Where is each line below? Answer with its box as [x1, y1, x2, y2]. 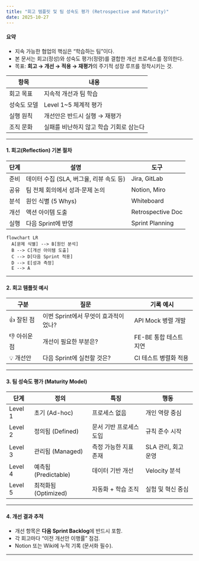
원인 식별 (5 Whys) [25, 197, 77, 205]
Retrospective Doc [131, 208, 183, 216]
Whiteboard [131, 196, 164, 205]
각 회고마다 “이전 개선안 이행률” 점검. [14, 534, 101, 541]
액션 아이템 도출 [25, 208, 68, 216]
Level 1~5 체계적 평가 [43, 100, 102, 109]
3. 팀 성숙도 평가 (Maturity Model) [6, 378, 88, 385]
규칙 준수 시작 [145, 428, 182, 436]
